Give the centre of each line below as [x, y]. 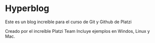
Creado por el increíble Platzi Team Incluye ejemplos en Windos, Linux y [77, 31]
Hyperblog [27, 8]
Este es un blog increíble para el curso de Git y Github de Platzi [68, 22]
